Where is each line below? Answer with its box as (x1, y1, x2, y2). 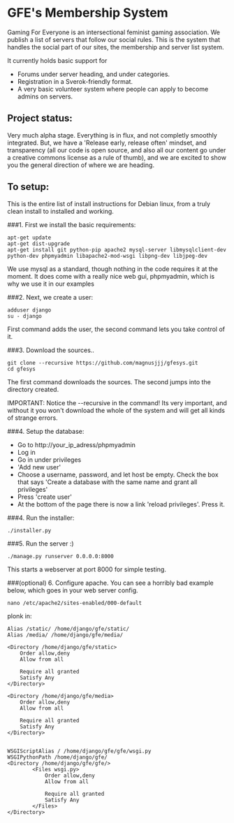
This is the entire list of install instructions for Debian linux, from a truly (7, 199, 211, 207)
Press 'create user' (17, 493, 72, 501)
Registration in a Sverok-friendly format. (17, 77, 133, 85)
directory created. (7, 385, 59, 393)
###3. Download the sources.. (7, 346, 94, 354)
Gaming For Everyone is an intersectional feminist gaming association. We (7, 28, 220, 36)
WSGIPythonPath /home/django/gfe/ (7, 753, 108, 761)
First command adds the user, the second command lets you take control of (7, 325, 226, 333)
